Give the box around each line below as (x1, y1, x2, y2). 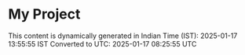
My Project (8, 5, 81, 23)
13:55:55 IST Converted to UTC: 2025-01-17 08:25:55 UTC (8, 39, 197, 48)
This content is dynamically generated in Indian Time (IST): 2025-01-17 (8, 31, 238, 40)
